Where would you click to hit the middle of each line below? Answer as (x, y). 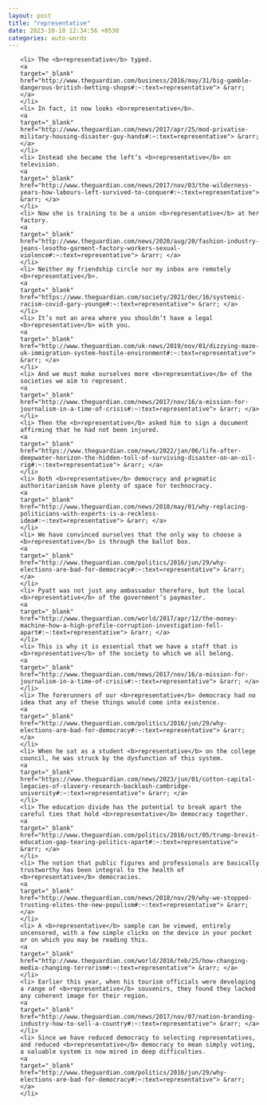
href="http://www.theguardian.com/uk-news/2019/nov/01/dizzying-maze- (139, 347)
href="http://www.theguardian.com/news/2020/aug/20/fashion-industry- (139, 242)
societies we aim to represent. (73, 381)
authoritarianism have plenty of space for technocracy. (116, 486)
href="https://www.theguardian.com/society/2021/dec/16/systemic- (132, 297)
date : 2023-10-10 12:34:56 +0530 (64, 30)
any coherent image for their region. (84, 996)
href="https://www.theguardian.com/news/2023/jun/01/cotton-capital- (138, 779)
